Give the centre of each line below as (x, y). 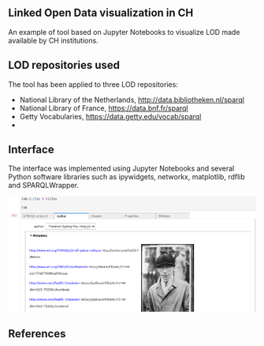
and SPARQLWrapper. (44, 186)
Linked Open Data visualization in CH (101, 13)
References (37, 334)
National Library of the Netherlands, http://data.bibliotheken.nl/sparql (132, 100)
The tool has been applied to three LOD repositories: (93, 84)
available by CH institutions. (53, 40)
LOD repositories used (64, 65)
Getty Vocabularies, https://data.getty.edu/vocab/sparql (110, 116)
